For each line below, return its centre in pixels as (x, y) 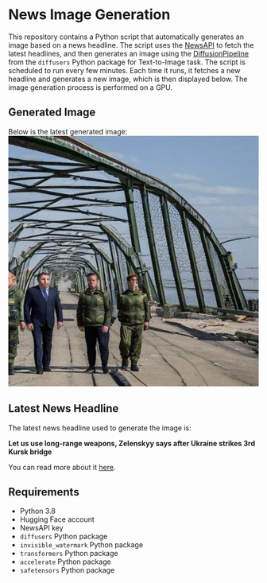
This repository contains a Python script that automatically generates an (126, 37)
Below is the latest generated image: (68, 131)
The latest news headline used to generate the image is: (100, 428)
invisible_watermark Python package (81, 545)
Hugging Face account (57, 519)
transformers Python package (69, 554)
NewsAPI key (41, 528)
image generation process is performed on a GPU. (91, 87)
